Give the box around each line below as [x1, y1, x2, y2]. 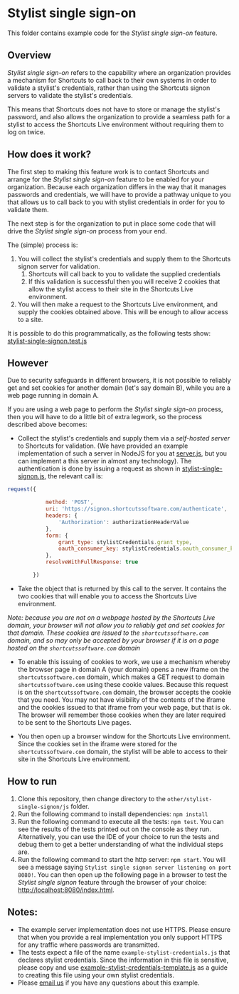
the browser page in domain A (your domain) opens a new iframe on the [17, 665, 230, 673]
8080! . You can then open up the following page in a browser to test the [17, 870, 228, 879]
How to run [7, 775, 58, 788]
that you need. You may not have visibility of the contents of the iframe [17, 695, 225, 704]
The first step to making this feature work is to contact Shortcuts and [7, 167, 210, 176]
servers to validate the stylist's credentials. [7, 91, 133, 99]
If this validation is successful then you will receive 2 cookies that [28, 277, 221, 286]
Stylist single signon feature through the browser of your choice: [17, 878, 208, 886]
